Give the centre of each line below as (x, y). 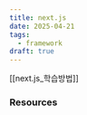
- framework (40, 43)
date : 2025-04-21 (42, 26)
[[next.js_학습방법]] (44, 79)
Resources (34, 102)
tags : (19, 34)
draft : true (32, 52)
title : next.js (38, 18)
